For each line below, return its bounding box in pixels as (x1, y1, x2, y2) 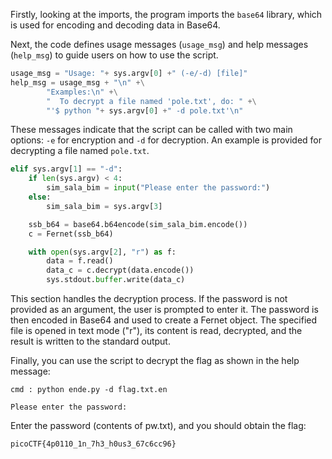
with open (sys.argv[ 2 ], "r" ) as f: (28, 247, 177, 257)
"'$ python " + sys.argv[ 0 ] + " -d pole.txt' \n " (46, 105, 244, 116)
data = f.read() (46, 256, 114, 266)
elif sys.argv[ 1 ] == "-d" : (10, 164, 123, 174)
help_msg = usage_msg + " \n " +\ (10, 77, 145, 88)
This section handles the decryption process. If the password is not (10, 293, 288, 304)
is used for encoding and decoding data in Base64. (10, 19, 221, 31)
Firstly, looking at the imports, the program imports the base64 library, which (10, 9, 323, 20)
